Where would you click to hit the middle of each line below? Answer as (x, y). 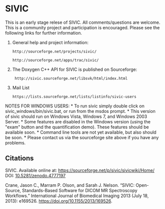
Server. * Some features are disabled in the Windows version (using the (78, 121)
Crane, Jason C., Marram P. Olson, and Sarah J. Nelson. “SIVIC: (70, 185)
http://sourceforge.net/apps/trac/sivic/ (55, 60)
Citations (20, 158)
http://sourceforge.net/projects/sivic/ (54, 52)
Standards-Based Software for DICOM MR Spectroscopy (80, 190)
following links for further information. (44, 33)
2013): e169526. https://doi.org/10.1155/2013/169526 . (59, 201)
